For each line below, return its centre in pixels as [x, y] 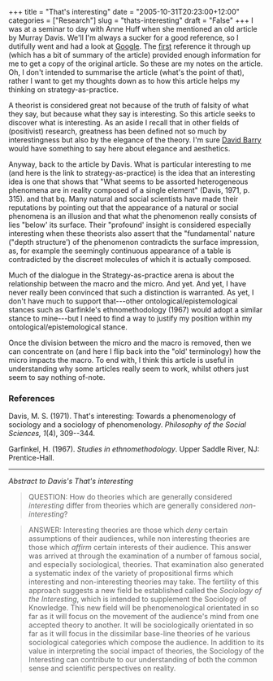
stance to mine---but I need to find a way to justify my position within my [130, 318]
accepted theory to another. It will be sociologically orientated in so [141, 625]
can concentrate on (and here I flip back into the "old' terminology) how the [135, 351]
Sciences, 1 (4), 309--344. [52, 434]
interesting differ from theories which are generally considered [133, 506]
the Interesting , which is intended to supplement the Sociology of [137, 599]
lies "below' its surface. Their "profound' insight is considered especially [130, 225]
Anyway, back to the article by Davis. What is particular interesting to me [130, 164]
